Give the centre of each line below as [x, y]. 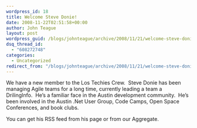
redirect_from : [25, 66]
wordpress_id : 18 [27, 11]
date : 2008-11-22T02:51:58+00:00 [47, 22]
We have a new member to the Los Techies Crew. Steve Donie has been [94, 83]
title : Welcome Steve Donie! [42, 17]
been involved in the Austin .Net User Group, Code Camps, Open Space [93, 102]
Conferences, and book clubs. [43, 108]
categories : [21, 55]
